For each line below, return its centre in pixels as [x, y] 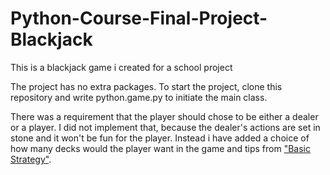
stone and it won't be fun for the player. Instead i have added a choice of [160, 138]
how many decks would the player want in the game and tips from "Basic [161, 148]
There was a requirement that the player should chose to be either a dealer [164, 116]
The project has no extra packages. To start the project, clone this [146, 86]
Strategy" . [31, 159]
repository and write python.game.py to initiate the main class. [139, 97]
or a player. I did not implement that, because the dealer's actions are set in [165, 127]
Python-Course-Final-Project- [139, 18]
